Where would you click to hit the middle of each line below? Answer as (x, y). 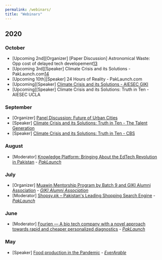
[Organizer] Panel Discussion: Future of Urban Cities (65, 118)
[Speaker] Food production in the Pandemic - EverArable (69, 252)
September (19, 107)
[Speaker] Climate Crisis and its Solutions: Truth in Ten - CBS (73, 133)
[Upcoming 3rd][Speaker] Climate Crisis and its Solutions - (71, 69)
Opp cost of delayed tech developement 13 (55, 63)
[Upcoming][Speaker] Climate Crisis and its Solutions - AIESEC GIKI (80, 84)
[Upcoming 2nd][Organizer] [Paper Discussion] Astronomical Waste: (81, 59)
